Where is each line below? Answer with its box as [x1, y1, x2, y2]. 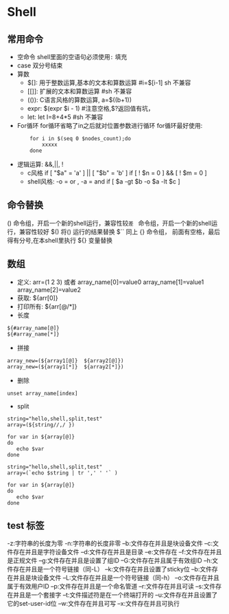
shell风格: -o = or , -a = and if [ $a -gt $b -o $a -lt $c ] [27, 177, 180, 186]
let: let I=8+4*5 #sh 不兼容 [27, 113, 104, 121]
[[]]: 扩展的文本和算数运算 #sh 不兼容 [27, 87, 132, 95]
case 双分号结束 [16, 61, 63, 69]
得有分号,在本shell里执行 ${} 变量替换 [7, 236, 113, 244]
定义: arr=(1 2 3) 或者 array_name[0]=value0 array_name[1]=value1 [16, 278, 204, 286]
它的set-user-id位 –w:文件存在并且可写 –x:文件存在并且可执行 [7, 600, 180, 608]
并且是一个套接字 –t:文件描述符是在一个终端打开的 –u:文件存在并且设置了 [12, 591, 218, 599]
